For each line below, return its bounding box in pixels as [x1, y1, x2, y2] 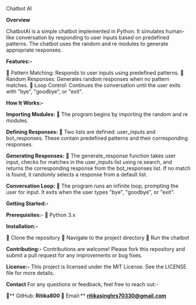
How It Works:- [6, 99, 44, 106]
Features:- [6, 58, 33, 65]
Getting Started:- [6, 200, 49, 207]
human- [166, 28, 185, 35]
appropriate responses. [6, 46, 63, 53]
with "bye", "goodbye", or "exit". [6, 88, 83, 95]
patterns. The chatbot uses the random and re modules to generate [6, 41, 169, 47]
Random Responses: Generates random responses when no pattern [6, 76, 170, 82]
